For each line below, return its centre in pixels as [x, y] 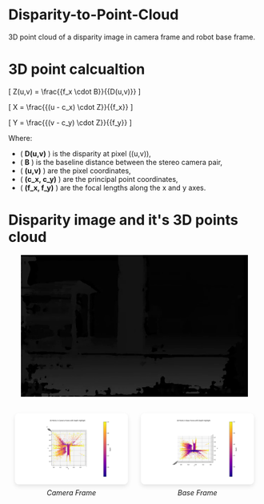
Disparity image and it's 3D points [123, 220]
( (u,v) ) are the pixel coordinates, [75, 171]
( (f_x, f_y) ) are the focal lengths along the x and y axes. [113, 187]
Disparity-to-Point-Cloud [94, 15]
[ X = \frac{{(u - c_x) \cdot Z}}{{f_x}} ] [71, 107]
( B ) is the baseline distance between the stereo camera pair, [121, 162]
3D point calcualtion [77, 69]
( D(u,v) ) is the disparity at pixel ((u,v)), [86, 153]
